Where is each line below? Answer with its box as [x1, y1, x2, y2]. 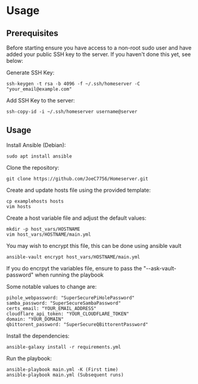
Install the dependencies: [6, 332, 70, 339]
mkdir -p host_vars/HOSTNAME [6, 226, 80, 232]
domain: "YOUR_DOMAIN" [6, 316, 64, 322]
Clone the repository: [6, 164, 60, 171]
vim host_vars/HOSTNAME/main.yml [6, 231, 91, 237]
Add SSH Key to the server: [6, 97, 75, 104]
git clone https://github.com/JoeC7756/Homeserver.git [6, 175, 149, 182]
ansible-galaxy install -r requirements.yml [6, 344, 121, 350]
